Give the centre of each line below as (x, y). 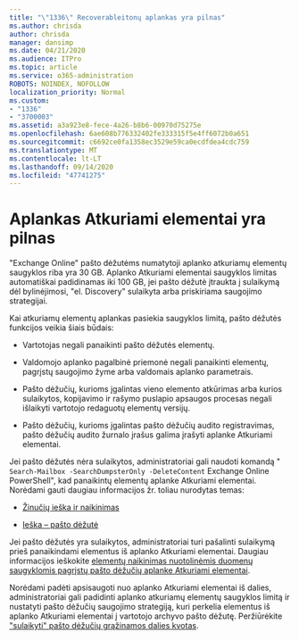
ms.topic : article (43, 68)
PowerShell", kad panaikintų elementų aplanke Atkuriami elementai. (133, 481)
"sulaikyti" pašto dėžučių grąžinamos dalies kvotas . (104, 626)
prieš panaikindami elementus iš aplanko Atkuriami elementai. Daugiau (139, 552)
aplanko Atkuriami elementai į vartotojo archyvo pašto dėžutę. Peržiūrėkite (146, 616)
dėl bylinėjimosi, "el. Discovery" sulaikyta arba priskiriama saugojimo (136, 292)
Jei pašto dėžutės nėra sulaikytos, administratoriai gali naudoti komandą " (145, 461)
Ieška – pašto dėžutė (60, 525)
